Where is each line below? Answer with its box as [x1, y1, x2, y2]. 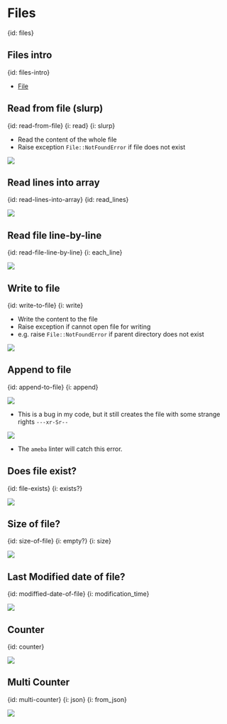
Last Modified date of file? [7, 570, 126, 582]
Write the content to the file [17, 315, 98, 323]
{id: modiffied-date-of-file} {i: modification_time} [7, 590, 150, 598]
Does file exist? [7, 465, 77, 477]
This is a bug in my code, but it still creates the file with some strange [17, 410, 221, 418]
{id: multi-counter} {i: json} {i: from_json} [7, 695, 128, 703]
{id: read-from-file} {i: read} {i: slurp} [7, 121, 116, 129]
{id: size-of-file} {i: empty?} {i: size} [7, 537, 112, 545]
